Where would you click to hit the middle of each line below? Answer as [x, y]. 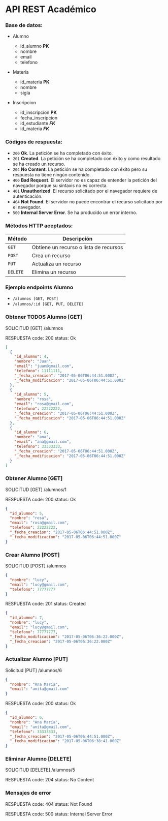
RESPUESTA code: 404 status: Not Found [49, 804]
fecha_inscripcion [39, 118]
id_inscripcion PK [38, 112]
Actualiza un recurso [56, 264]
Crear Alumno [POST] [32, 555]
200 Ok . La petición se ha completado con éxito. [63, 153]
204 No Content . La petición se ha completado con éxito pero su [80, 169]
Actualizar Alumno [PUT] [37, 659]
